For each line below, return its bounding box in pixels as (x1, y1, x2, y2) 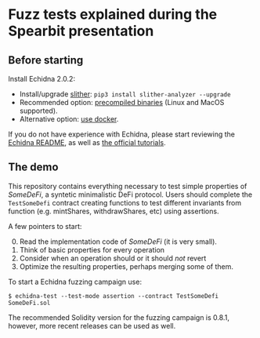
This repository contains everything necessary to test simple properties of (8, 181, 247, 191)
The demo (8, 161, 59, 174)
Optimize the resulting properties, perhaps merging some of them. (19, 261, 233, 271)
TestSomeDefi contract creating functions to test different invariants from (8, 198, 241, 207)
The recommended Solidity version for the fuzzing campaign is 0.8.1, (8, 312, 229, 322)
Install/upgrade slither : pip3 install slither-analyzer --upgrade (19, 89, 231, 99)
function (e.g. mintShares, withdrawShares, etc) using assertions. (8, 206, 219, 216)
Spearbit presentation (8, 22, 154, 40)
